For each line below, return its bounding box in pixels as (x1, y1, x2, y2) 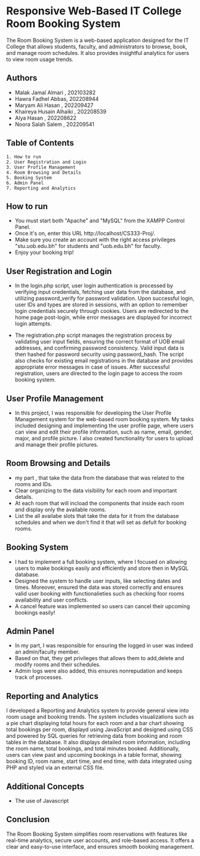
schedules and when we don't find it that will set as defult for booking (14, 518, 187, 526)
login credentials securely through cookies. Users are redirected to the (14, 308, 189, 315)
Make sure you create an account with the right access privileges (14, 236, 176, 243)
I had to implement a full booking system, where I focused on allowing (14, 558, 187, 565)
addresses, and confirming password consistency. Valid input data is (14, 345, 184, 352)
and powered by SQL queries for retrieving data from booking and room (6, 732, 183, 740)
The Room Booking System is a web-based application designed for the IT (6, 36, 189, 44)
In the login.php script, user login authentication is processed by (14, 282, 173, 289)
